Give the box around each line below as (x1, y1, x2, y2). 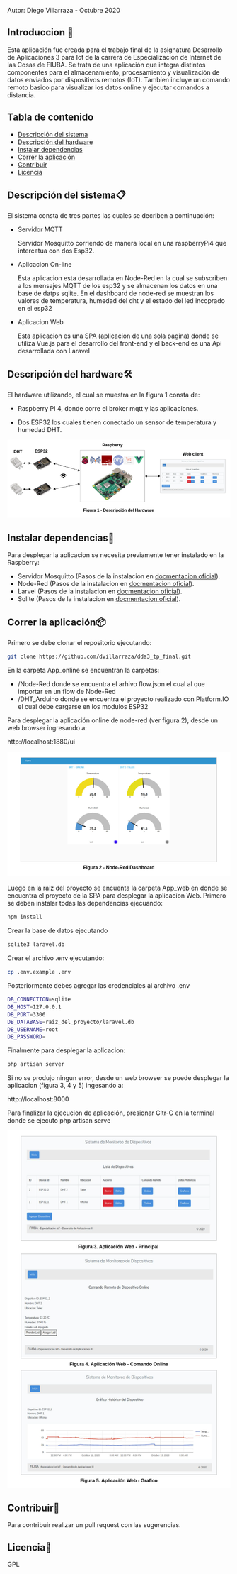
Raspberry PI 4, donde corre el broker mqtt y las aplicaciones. (17, 404, 199, 413)
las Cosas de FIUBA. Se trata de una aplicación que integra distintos (7, 60, 206, 69)
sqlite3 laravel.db (7, 941, 65, 948)
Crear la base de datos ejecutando (7, 926, 108, 935)
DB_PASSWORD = (7, 1033, 46, 1040)
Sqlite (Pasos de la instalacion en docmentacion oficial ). (17, 595, 181, 603)
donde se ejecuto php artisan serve (7, 1116, 111, 1125)
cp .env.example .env (7, 969, 71, 976)
